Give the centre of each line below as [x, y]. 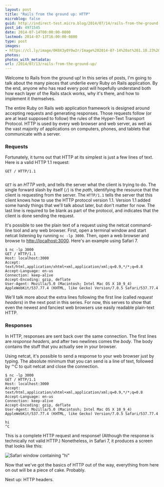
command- [141, 225]
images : [13, 46]
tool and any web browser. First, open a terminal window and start [80, 230]
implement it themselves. [30, 99]
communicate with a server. [33, 134]
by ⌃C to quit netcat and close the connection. [52, 366]
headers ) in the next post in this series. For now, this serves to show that [78, 303]
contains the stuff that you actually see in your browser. [61, 346]
